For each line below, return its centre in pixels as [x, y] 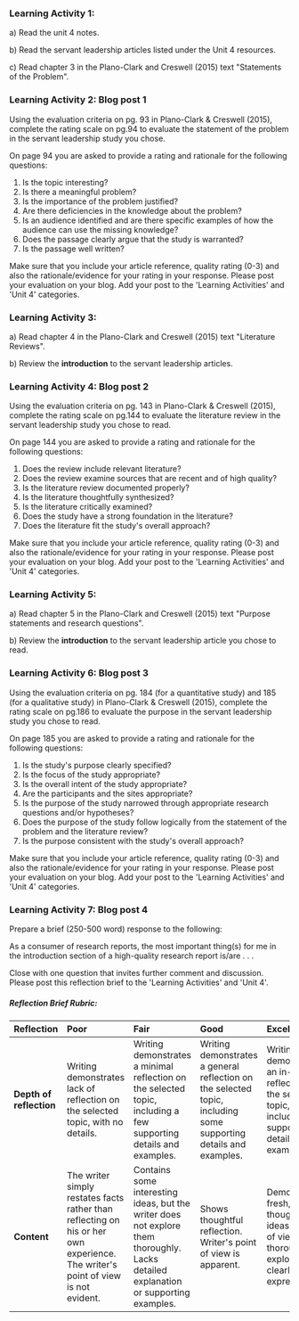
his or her [86, 1231]
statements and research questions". [77, 623]
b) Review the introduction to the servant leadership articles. [121, 363]
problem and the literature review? [85, 831]
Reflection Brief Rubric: [53, 1003]
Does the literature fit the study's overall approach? [116, 526]
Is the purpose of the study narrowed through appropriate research [145, 803]
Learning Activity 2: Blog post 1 [78, 100]
